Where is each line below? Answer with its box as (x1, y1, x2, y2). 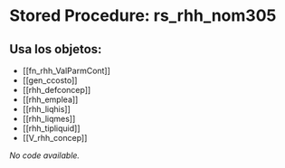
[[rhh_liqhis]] (22, 104, 71, 114)
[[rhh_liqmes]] (22, 114, 76, 124)
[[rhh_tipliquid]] (22, 123, 81, 134)
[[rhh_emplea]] (22, 94, 79, 105)
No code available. (9, 150, 80, 161)
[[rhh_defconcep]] (22, 85, 91, 95)
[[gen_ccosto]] (22, 75, 78, 86)
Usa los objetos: (9, 42, 102, 57)
